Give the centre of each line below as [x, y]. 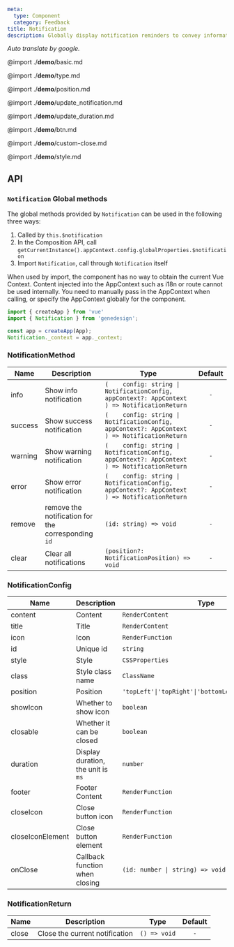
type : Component [37, 16]
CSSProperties [146, 660]
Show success [69, 420]
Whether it [93, 724]
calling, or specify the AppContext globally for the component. [97, 299]
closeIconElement [40, 837]
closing [87, 883]
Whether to [94, 703]
